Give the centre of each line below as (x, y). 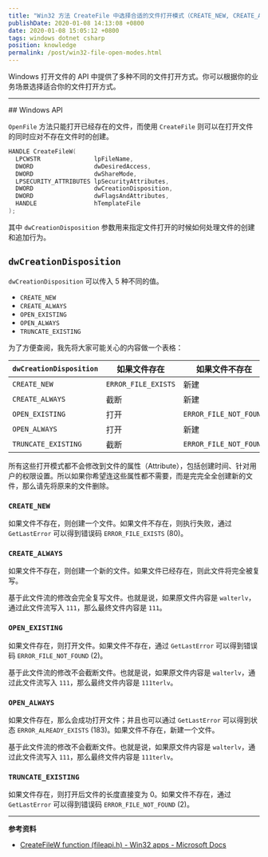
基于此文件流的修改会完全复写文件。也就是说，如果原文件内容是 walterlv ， (132, 598)
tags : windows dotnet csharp (57, 38)
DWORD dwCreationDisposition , (94, 188)
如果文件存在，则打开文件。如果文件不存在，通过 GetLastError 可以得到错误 (133, 645)
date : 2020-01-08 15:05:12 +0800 (64, 30)
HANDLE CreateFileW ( (43, 152)
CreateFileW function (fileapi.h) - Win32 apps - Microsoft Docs (123, 845)
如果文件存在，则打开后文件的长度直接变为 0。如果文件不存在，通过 (120, 795)
